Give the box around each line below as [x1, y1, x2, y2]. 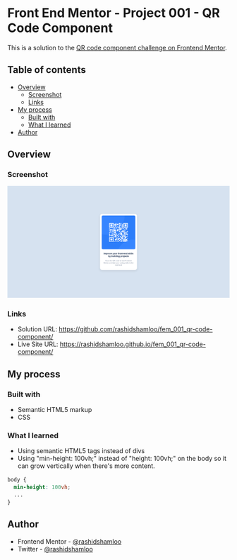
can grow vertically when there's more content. [17, 462, 155, 470]
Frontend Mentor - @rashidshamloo [17, 537, 122, 546]
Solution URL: [17, 325, 58, 333]
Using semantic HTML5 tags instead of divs [17, 447, 145, 455]
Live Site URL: [17, 340, 59, 348]
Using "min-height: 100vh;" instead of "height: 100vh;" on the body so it [17, 455, 227, 463]
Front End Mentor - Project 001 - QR [7, 5, 220, 21]
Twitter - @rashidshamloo [17, 544, 93, 553]
